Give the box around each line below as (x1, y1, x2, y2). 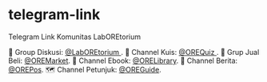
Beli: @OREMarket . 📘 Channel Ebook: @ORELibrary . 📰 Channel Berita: (8, 56, 238, 65)
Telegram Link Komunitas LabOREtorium (8, 32, 141, 41)
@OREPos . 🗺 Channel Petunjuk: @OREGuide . (8, 64, 161, 74)
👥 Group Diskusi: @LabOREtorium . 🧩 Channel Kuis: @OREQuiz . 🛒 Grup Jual (8, 47, 260, 57)
